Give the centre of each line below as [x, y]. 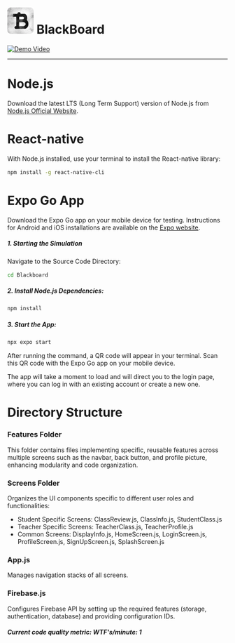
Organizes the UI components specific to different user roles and [101, 498]
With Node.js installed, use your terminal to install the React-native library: [114, 159]
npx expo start [29, 343]
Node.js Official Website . [43, 111]
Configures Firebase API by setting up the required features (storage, [107, 609]
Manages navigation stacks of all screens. [68, 575]
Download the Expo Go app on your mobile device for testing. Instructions [114, 220]
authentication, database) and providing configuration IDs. [91, 616]
